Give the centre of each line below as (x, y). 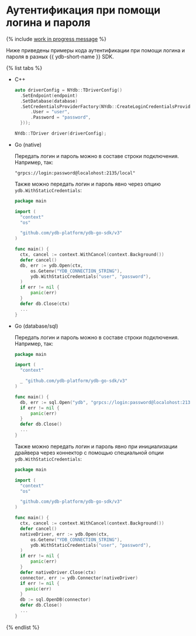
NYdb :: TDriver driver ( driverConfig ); (61, 134)
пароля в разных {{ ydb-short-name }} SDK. (60, 56)
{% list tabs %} (24, 68)
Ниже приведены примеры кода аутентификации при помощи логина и (96, 50)
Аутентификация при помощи (83, 10)
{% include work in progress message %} (56, 39)
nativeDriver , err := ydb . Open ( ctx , (65, 534)
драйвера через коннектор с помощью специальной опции (89, 452)
